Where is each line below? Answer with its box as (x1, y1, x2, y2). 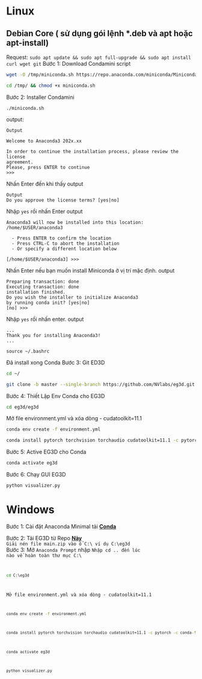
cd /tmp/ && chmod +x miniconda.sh (6, 83, 96, 89)
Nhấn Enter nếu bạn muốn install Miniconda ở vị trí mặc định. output (6, 267, 175, 274)
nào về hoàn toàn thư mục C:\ (6, 552, 82, 558)
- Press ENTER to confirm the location (11, 235, 112, 241)
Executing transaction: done (6, 283, 79, 290)
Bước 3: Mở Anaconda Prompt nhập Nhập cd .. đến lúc (6, 546, 141, 553)
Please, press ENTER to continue (6, 164, 90, 170)
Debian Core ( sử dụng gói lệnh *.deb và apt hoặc (6, 28, 194, 39)
